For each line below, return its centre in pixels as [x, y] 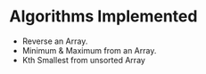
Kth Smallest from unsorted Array [83, 60]
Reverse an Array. [55, 41]
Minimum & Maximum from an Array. [89, 50]
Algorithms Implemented [103, 16]
